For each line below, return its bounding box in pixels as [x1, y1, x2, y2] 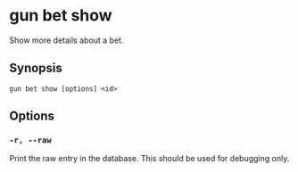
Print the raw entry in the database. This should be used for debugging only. [9, 153, 290, 164]
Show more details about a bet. [9, 35, 124, 45]
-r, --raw [9, 135, 52, 145]
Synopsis [9, 61, 62, 76]
